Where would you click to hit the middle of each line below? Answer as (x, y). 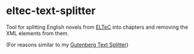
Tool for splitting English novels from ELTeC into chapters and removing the (97, 27)
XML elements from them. (38, 33)
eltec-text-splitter (51, 11)
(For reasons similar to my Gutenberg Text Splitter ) (67, 45)
